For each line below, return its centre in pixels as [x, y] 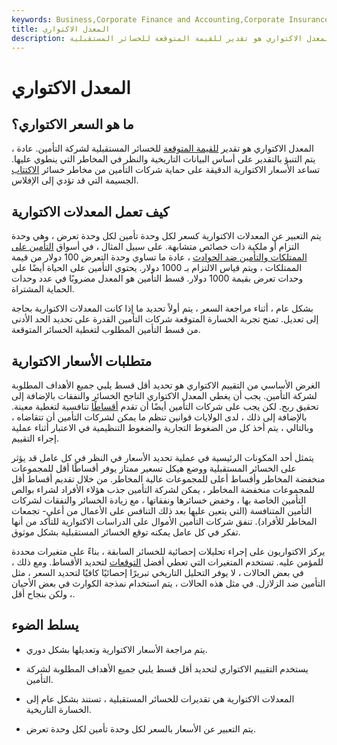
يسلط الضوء [45, 625]
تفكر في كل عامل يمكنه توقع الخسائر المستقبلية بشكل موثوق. [126, 532]
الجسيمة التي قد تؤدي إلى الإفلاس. [75, 180]
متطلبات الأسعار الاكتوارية [82, 361]
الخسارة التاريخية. [58, 709]
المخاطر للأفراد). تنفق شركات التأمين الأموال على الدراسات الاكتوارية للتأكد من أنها [164, 521]
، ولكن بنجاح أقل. [43, 594]
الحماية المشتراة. [43, 289]
